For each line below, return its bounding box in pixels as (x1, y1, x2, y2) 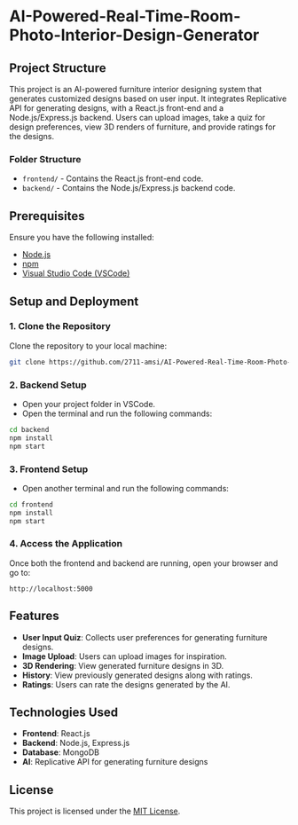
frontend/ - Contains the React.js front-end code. (21, 173, 204, 184)
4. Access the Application (9, 538, 122, 550)
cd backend (9, 425, 50, 434)
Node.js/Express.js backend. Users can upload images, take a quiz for (9, 113, 266, 122)
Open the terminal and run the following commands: (21, 408, 213, 419)
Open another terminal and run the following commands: (21, 483, 229, 493)
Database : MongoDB (21, 747, 100, 758)
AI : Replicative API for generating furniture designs (21, 757, 208, 767)
